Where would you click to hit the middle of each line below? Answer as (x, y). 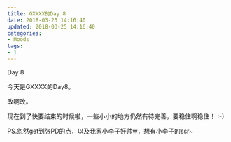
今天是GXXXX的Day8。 (41, 86)
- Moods (19, 40)
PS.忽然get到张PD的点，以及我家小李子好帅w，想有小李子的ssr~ (100, 131)
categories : (24, 33)
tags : (15, 46)
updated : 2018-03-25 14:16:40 (51, 26)
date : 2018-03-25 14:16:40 (47, 20)
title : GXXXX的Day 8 (37, 14)
